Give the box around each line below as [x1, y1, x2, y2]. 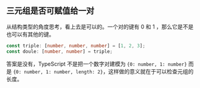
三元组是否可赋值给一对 [6, 5, 94, 16]
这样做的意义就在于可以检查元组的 [108, 67, 194, 75]
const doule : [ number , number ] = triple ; [6, 48, 113, 55]
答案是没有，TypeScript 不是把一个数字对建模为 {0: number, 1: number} [6, 60, 187, 67]
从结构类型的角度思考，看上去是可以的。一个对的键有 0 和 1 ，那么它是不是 [6, 23, 194, 30]
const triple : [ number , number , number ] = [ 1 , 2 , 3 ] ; [6, 42, 146, 49]
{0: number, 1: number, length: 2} [13, 69, 103, 75]
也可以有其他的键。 [6, 30, 55, 38]
